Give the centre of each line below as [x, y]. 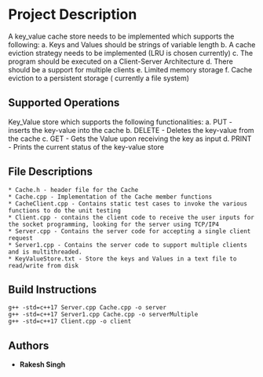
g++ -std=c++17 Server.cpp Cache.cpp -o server [88, 308]
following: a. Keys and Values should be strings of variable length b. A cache [132, 44]
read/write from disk [44, 265]
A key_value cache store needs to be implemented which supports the [121, 36]
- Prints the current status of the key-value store [86, 146]
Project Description [73, 15]
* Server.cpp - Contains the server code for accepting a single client [130, 231]
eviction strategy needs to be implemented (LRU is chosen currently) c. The [131, 53]
